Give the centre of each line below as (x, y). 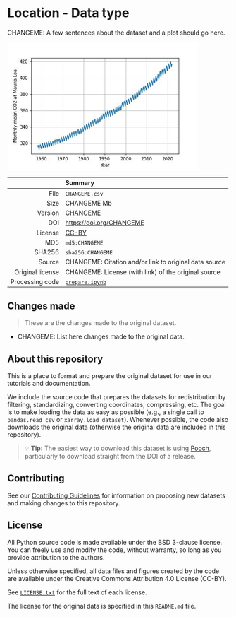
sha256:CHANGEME (89, 253)
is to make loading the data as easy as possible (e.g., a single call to (106, 412)
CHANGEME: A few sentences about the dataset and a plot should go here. (116, 33)
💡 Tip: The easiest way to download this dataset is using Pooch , (118, 448)
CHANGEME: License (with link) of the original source (143, 272)
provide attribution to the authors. (56, 557)
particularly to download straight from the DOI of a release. (110, 457)
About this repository (55, 359)
